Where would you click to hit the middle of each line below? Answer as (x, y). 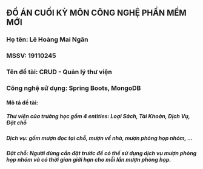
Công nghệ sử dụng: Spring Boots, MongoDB (74, 88)
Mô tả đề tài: (22, 103)
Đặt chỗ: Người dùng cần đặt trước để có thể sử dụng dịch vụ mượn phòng (101, 153)
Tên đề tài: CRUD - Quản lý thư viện (59, 72)
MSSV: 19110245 (31, 56)
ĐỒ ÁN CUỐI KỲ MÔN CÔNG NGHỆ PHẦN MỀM (96, 13)
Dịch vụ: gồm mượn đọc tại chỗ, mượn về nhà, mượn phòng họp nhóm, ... (99, 138)
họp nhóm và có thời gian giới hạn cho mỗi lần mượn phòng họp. (89, 160)
